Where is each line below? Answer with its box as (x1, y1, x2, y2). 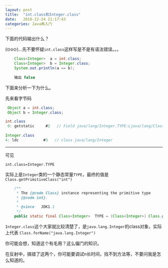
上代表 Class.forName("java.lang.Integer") (5, 229, 96, 235)
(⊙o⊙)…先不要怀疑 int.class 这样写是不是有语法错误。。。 (5, 46, 121, 53)
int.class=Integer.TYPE (5, 162, 55, 167)
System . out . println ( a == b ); (14, 66, 75, 71)
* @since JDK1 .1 (16, 204, 55, 209)
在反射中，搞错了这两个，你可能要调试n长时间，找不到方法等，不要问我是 (5, 251, 157, 257)
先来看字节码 (5, 95, 31, 101)
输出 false (14, 75, 35, 80)
